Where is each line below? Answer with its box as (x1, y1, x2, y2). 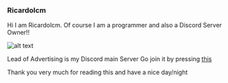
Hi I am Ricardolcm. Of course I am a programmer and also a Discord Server (7, 21, 222, 29)
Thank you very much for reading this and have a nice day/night (7, 68, 188, 77)
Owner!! (7, 28, 30, 36)
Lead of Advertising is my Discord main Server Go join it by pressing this (7, 55, 212, 63)
